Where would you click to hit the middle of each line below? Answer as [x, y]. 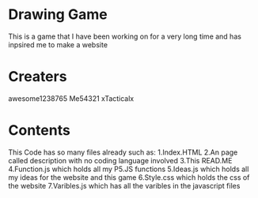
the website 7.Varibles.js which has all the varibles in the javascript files [124, 185]
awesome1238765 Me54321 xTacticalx [71, 98]
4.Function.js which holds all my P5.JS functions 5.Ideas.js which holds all [129, 169]
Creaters [38, 77]
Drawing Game [58, 15]
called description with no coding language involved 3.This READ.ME [120, 160]
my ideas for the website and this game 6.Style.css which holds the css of [129, 177]
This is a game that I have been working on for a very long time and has [125, 36]
